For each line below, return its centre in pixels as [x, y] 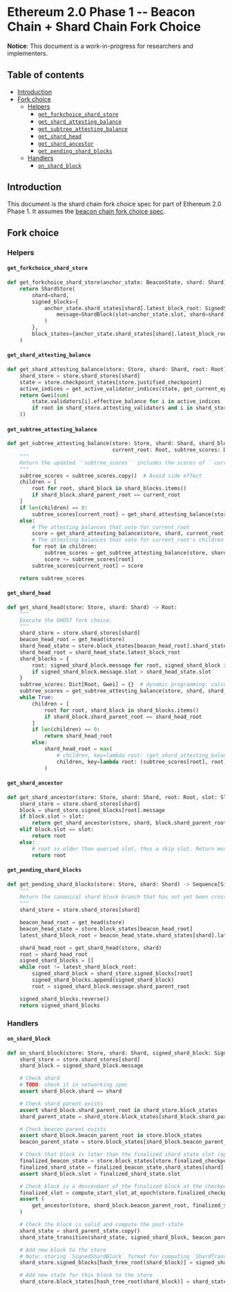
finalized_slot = [45, 1193]
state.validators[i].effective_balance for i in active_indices [126, 402]
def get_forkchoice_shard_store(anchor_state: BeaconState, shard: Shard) [117, 282]
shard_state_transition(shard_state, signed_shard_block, [105, 1237]
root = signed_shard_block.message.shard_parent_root [111, 986]
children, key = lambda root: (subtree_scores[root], [132, 762]
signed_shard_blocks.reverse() [65, 999]
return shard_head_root [78, 736]
